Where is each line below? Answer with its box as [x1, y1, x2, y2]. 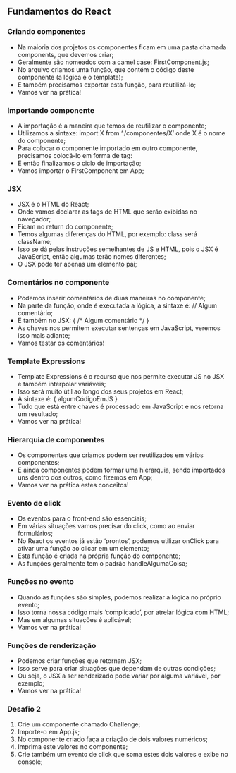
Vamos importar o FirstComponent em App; [17, 166, 144, 175]
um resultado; [17, 409, 58, 418]
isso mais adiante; [17, 331, 70, 339]
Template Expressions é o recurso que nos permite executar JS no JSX [17, 372, 225, 380]
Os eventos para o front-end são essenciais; [17, 514, 147, 523]
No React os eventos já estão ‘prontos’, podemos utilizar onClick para [17, 537, 220, 545]
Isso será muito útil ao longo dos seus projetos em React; [17, 387, 185, 396]
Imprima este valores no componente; [17, 743, 128, 751]
